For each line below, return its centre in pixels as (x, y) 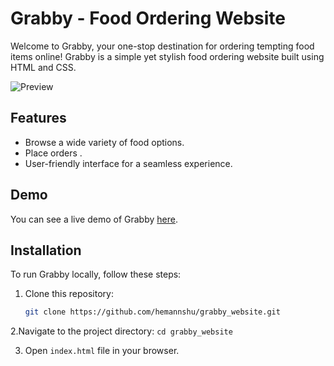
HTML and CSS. (43, 67)
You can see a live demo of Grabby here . (94, 219)
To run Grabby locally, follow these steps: (96, 274)
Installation (46, 250)
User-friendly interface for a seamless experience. (128, 163)
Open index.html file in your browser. (102, 351)
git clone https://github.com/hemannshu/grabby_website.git (152, 312)
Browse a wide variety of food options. (104, 142)
